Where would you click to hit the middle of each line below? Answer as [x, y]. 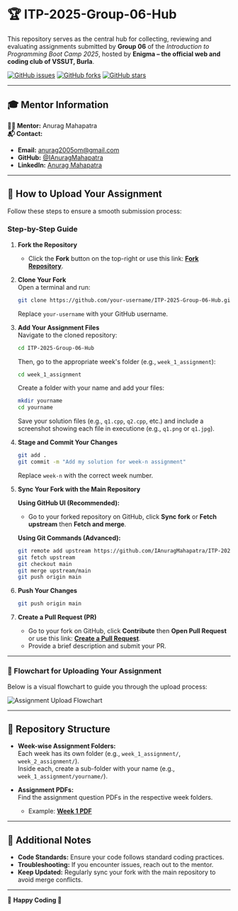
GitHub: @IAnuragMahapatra [61, 157]
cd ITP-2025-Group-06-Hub [56, 348]
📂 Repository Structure [59, 729]
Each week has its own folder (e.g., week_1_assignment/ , [99, 754]
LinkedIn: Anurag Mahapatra [60, 165]
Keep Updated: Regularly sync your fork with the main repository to [117, 872]
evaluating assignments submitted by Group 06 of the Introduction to [108, 46]
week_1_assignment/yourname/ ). [63, 776]
